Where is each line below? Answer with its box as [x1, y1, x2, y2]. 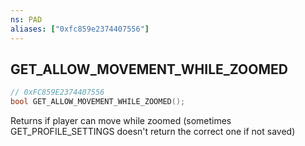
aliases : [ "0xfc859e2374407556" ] [10, 24, 150, 34]
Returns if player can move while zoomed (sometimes [10, 115, 232, 127]
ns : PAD [10, 14, 43, 25]
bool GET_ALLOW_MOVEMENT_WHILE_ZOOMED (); [10, 97, 186, 107]
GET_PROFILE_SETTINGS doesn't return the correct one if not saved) [10, 126, 296, 138]
